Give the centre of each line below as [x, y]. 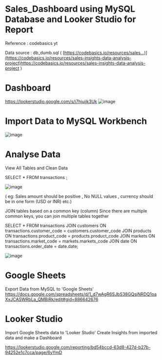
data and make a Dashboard [33, 338]
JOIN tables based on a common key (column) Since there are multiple [76, 211]
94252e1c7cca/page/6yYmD [34, 352]
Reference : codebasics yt [31, 43]
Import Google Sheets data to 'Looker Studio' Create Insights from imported [81, 332]
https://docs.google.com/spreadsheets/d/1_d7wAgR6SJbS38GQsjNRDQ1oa [81, 294]
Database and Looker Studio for [71, 19]
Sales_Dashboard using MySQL [70, 9]
